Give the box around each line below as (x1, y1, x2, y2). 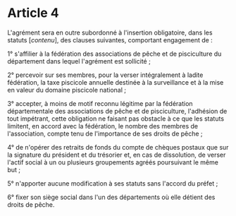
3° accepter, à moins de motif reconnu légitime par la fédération (7, 99, 193, 107)
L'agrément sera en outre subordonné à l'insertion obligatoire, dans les (7, 28, 213, 37)
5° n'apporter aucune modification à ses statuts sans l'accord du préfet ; (7, 179, 218, 188)
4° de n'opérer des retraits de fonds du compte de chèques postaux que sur (7, 143, 229, 151)
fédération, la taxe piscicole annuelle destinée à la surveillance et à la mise (7, 78, 224, 86)
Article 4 (7, 5, 60, 21)
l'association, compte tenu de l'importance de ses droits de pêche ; (7, 129, 203, 138)
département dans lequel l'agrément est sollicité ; (7, 56, 151, 65)
